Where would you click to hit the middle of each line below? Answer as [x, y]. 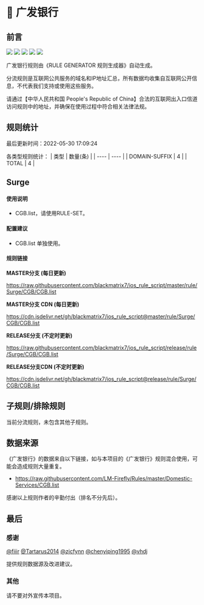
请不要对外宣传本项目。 [36, 596]
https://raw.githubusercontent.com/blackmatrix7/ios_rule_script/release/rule [102, 348]
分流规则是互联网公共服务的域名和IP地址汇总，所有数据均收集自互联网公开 [99, 78]
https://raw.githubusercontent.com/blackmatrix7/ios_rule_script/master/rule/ [102, 285]
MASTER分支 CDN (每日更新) [43, 304]
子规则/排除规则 [36, 406]
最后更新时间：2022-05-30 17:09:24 [52, 143]
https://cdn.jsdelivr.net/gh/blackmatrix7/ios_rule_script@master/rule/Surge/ [101, 316]
